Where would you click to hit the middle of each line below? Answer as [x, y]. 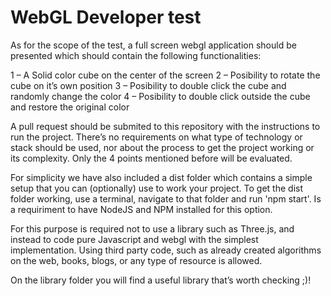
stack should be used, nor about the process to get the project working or [162, 147]
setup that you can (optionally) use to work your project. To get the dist [157, 188]
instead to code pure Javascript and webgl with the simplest [134, 239]
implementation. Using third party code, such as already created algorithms [166, 250]
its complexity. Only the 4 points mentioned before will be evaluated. [151, 158]
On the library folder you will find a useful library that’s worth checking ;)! [161, 280]
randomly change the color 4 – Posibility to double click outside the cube [160, 96]
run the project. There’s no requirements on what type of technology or [156, 137]
